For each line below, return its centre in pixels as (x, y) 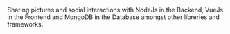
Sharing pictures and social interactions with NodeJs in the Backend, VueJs (115, 10)
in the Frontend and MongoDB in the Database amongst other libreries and (114, 17)
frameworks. (25, 24)
